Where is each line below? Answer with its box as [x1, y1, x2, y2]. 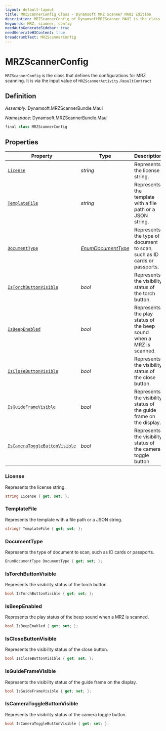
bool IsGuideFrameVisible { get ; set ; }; [5, 688, 92, 693]
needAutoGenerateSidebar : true [5, 26, 70, 31]
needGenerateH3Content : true [5, 30, 65, 35]
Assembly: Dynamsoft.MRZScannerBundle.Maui [5, 105, 103, 111]
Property [31, 153, 53, 160]
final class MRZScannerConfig [5, 124, 68, 129]
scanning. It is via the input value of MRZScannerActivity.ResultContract [5, 78, 152, 84]
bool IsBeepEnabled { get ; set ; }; [5, 624, 79, 629]
